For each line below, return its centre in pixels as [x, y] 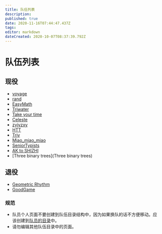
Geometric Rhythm [31, 184]
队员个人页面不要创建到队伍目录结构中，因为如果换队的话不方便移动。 [82, 214]
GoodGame [24, 189]
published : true [21, 18]
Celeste [20, 119]
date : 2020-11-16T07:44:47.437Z [38, 23]
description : [18, 14]
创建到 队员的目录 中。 [38, 220]
